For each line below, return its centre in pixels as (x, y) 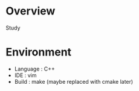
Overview (31, 11)
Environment (39, 52)
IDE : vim (25, 75)
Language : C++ (34, 69)
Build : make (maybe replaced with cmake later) (74, 81)
